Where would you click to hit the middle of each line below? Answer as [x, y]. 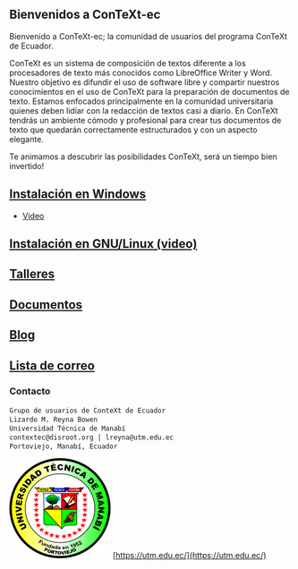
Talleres [32, 274]
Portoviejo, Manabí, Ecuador [64, 446]
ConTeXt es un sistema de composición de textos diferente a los [128, 63]
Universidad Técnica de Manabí [68, 429]
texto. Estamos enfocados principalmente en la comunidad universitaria [141, 101]
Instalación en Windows [78, 195]
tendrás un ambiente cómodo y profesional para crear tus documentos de [145, 120]
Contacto [30, 391]
